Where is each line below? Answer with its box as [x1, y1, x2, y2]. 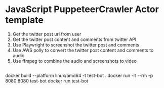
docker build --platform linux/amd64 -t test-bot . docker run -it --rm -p [5, 72, 153, 79]
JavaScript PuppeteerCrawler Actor [5, 4, 159, 15]
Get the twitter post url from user [12, 31, 81, 37]
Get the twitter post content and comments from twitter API [12, 36, 137, 42]
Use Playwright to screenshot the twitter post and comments [12, 41, 140, 48]
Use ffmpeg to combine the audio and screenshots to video [12, 58, 137, 64]
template [5, 14, 44, 26]
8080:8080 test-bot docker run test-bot [5, 78, 89, 84]
